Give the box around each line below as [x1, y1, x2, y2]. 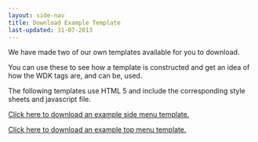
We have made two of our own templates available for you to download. [8, 48, 240, 57]
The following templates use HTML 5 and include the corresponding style [8, 86, 245, 96]
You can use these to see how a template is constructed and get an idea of [8, 63, 250, 72]
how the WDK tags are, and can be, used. [8, 71, 143, 81]
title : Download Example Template [8, 19, 122, 27]
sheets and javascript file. [8, 95, 92, 104]
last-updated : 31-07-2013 [8, 26, 93, 34]
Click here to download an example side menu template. [8, 110, 190, 119]
